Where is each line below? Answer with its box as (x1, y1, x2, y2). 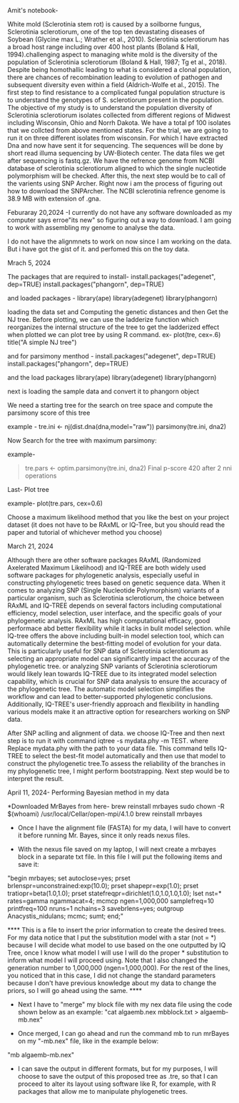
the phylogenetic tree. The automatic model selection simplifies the (7, 685, 205, 693)
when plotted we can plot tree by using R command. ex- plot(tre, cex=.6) (7, 331, 221, 338)
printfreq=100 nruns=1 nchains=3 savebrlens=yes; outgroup (7, 905, 184, 912)
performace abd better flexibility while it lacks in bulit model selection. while (7, 624, 230, 633)
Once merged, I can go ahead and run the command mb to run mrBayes (17, 1029, 230, 1037)
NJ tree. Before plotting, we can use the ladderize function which (7, 316, 199, 323)
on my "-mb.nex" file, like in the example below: (17, 1037, 159, 1045)
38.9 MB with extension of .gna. (7, 194, 101, 203)
